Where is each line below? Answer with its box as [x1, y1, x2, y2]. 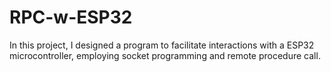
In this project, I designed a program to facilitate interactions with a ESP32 [9, 39, 315, 51]
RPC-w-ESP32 [9, 6, 133, 29]
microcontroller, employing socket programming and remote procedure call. [9, 49, 321, 61]
